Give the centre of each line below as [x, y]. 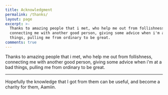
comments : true [21, 42]
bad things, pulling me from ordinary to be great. [55, 67]
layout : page [19, 19]
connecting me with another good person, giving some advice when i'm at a [83, 62]
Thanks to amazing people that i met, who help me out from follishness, [79, 56]
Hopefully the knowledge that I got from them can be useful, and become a [82, 81]
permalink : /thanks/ [27, 14]
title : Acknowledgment [29, 10]
